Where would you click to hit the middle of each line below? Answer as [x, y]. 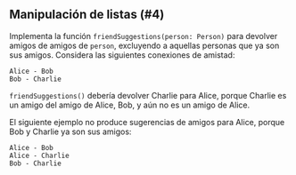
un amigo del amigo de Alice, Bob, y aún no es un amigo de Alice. [130, 105]
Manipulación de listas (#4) [87, 15]
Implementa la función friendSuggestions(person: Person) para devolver [144, 36]
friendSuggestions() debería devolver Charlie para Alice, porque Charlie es [148, 95]
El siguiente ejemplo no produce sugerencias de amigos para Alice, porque [147, 122]
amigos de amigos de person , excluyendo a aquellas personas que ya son [144, 45]
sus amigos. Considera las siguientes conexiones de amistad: [122, 55]
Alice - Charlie [39, 155]
